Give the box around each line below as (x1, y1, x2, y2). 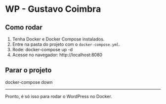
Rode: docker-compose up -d (12, 47, 73, 52)
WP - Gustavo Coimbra (5, 3, 101, 15)
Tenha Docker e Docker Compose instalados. (12, 36, 105, 42)
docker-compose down (5, 79, 53, 85)
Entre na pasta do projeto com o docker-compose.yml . (12, 41, 120, 47)
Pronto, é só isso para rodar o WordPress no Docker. (5, 93, 112, 99)
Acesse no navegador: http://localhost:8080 (12, 52, 103, 58)
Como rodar (5, 23, 43, 32)
